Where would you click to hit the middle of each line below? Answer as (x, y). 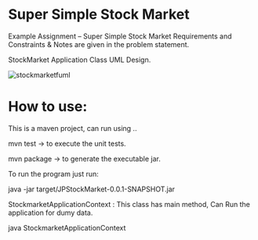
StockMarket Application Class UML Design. (80, 60)
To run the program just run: (54, 173)
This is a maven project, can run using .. (73, 128)
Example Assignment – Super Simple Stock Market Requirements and (120, 36)
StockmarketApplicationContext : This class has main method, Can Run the (129, 204)
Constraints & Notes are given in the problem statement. (99, 44)
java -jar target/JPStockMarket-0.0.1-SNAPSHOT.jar (91, 189)
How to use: (48, 107)
